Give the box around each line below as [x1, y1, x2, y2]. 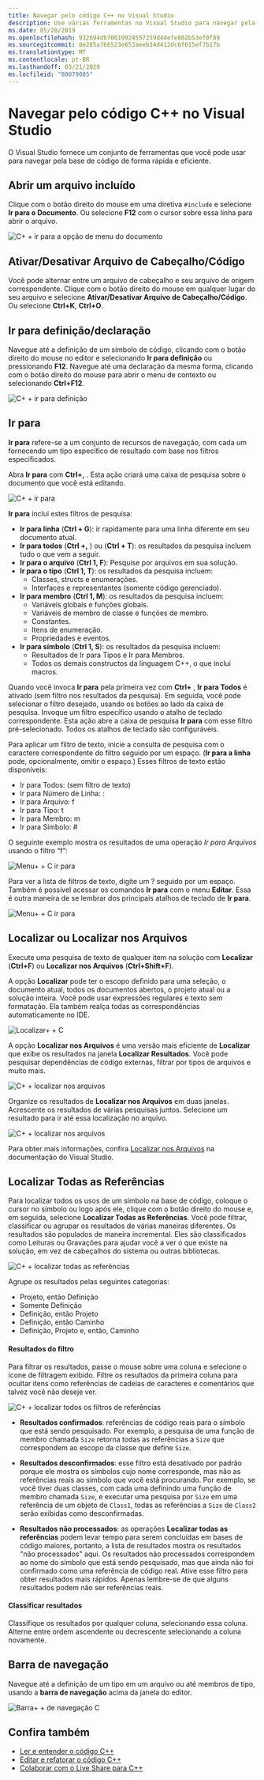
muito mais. [8, 1065, 46, 1075]
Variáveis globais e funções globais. [31, 599, 149, 609]
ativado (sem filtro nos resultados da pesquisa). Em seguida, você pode [8, 690, 242, 700]
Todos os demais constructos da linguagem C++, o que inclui [31, 658, 231, 668]
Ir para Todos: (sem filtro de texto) [19, 780, 132, 789]
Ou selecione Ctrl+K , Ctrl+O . [8, 301, 104, 311]
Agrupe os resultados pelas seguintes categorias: [8, 1277, 169, 1287]
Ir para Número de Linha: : [19, 788, 105, 798]
